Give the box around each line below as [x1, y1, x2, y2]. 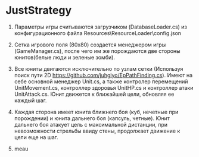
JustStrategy [5, 4, 72, 17]
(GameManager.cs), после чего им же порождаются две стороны [14, 47, 181, 54]
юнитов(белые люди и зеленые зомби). [14, 54, 116, 61]
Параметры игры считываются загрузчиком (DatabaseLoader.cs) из [14, 23, 187, 30]
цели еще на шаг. [14, 133, 58, 140]
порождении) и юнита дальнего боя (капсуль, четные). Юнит [14, 114, 170, 122]
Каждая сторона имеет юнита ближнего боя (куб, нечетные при [14, 108, 179, 115]
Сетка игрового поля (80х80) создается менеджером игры [14, 41, 166, 48]
